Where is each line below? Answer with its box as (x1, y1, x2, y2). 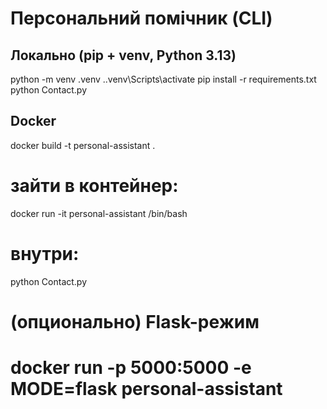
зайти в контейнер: (10, 175, 179, 197)
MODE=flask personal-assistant (10, 378, 283, 401)
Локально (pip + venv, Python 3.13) (10, 47, 237, 64)
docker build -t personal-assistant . (10, 139, 156, 151)
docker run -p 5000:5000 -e (10, 357, 252, 379)
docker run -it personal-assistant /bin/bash (10, 207, 188, 219)
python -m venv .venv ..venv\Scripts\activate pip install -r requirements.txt (10, 73, 317, 85)
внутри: (10, 242, 80, 265)
